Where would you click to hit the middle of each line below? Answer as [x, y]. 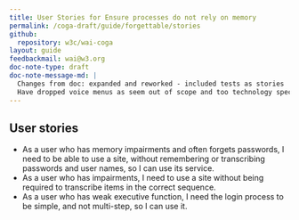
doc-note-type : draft [49, 68]
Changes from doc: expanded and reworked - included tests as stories [151, 84]
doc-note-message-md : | [53, 76]
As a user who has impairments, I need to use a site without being [143, 178]
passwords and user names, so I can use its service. [118, 168]
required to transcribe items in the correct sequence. [119, 187]
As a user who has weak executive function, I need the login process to [153, 197]
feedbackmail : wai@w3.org [57, 59]
